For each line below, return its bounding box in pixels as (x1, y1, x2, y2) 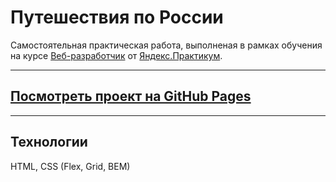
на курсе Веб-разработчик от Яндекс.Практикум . (10, 49, 223, 61)
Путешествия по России (10, 6, 224, 29)
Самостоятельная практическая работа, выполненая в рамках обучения (10, 39, 323, 51)
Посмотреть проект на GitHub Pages (10, 88, 252, 105)
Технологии (10, 134, 88, 151)
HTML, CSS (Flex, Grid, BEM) (10, 160, 131, 172)
